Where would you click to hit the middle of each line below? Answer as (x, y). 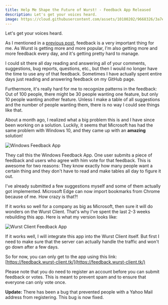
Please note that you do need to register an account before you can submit (82, 272)
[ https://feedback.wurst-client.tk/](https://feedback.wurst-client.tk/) (75, 262)
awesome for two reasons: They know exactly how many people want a (79, 166)
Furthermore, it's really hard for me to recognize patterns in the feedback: (81, 89)
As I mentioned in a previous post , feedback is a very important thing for (80, 43)
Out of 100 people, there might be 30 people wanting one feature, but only (82, 94)
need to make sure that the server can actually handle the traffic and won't (82, 242)
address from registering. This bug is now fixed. (54, 297)
